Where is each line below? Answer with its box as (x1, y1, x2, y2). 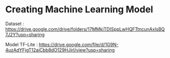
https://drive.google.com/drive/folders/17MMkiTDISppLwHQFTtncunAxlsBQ (5, 26, 165, 32)
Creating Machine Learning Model (5, 4, 154, 15)
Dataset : (5, 21, 25, 27)
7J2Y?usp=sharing (5, 31, 45, 37)
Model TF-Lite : (5, 41, 38, 47)
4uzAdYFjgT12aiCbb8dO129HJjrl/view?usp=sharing (5, 47, 115, 53)
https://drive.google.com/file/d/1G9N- (38, 41, 119, 47)
